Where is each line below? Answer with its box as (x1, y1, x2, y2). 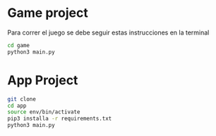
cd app (7, 102, 27, 109)
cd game (7, 42, 30, 49)
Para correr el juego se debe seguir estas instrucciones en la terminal (7, 28, 210, 37)
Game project (7, 5, 88, 21)
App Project (7, 72, 78, 88)
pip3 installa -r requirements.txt (7, 115, 112, 123)
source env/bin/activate (7, 109, 80, 116)
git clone (7, 95, 37, 103)
